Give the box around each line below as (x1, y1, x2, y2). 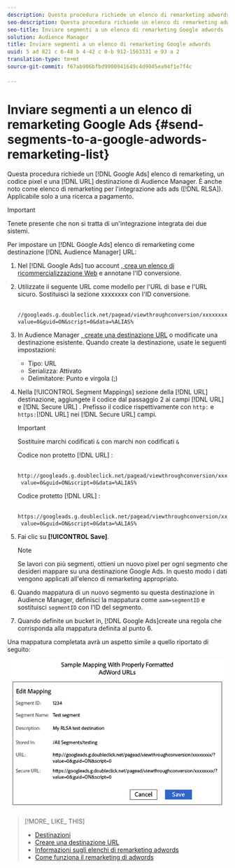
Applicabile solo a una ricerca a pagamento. (7, 192, 134, 200)
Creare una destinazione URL (34, 839, 120, 847)
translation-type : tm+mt (7, 56, 80, 63)
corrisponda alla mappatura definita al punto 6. (17, 624, 152, 632)
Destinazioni (34, 831, 71, 839)
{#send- (155, 116, 204, 133)
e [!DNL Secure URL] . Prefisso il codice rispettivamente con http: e (17, 402, 215, 410)
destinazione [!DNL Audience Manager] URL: (7, 248, 137, 256)
